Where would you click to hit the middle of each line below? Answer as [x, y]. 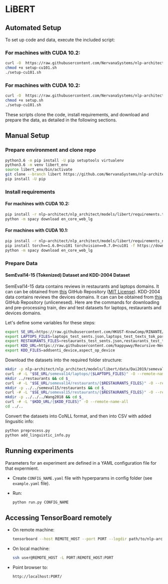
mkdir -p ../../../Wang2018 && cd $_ [44, 397]
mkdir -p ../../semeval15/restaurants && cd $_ [56, 388]
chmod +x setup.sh [24, 101]
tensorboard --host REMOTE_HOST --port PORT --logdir [69, 539]
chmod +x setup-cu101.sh [31, 68]
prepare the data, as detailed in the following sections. [61, 120]
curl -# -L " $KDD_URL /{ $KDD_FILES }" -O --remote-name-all [67, 402]
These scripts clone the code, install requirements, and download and [77, 114]
